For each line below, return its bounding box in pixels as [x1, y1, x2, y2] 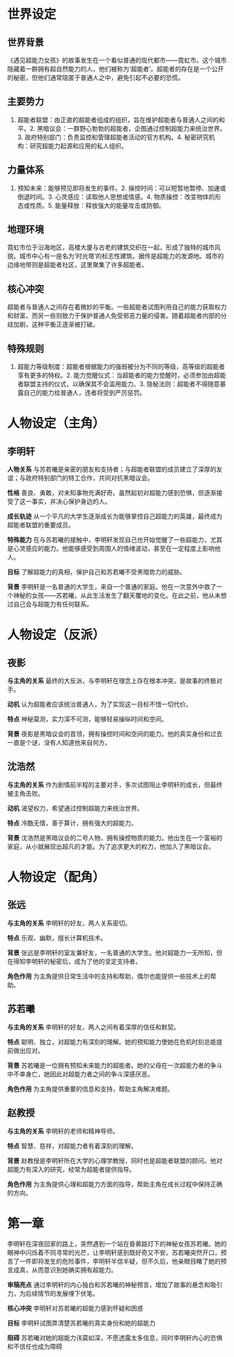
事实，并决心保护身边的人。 [31, 497, 111, 505]
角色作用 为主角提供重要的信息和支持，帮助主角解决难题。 [7, 1084, 174, 1093]
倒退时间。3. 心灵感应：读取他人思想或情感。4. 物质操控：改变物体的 [17, 192, 215, 201]
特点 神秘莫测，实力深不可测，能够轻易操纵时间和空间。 [7, 715, 168, 723]
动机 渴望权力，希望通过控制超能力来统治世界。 [7, 803, 143, 812]
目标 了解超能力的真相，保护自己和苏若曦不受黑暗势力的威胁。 [7, 568, 186, 576]
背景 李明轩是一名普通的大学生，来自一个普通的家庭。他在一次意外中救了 [7, 583, 217, 591]
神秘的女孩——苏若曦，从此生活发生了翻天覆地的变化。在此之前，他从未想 [13, 591, 227, 599]
